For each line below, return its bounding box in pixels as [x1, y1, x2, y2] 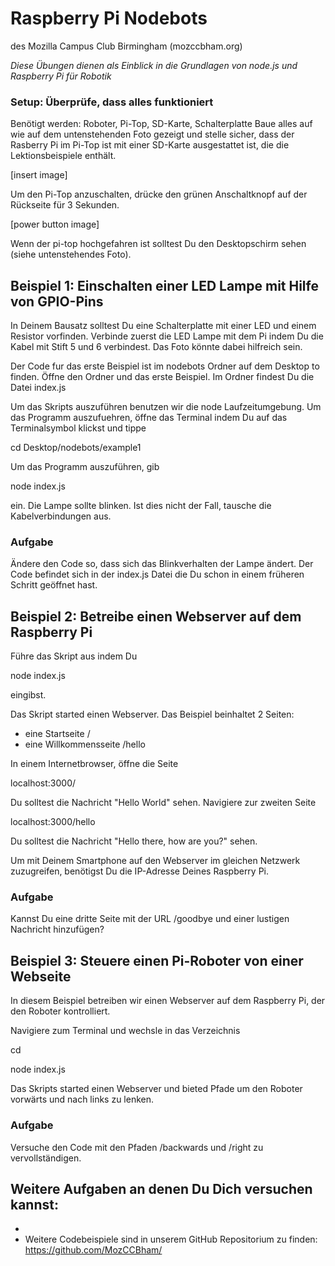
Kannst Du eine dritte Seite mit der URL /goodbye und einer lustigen [10, 913, 290, 925]
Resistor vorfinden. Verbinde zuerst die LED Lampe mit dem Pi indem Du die [10, 330, 324, 342]
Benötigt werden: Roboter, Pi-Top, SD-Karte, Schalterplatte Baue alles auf [10, 118, 313, 130]
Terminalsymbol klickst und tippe [10, 422, 147, 434]
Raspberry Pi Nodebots [10, 7, 208, 30]
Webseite [10, 968, 72, 985]
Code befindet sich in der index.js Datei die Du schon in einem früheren [10, 568, 305, 581]
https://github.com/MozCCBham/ [24, 1244, 163, 1256]
